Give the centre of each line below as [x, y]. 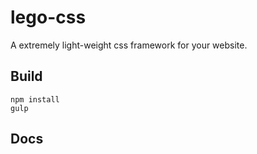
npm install [35, 99]
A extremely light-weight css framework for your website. [129, 45]
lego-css [48, 17]
